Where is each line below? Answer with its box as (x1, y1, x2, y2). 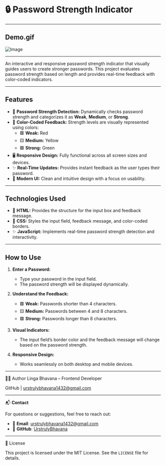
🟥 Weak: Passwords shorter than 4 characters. (19, 301, 117, 307)
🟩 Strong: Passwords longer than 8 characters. (19, 316, 118, 322)
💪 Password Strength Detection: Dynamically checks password (12, 109, 143, 115)
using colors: (12, 124, 39, 130)
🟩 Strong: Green (19, 145, 55, 151)
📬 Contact (5, 400, 29, 406)
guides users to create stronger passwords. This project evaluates (5, 65, 140, 72)
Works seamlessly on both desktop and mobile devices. (19, 361, 133, 367)
